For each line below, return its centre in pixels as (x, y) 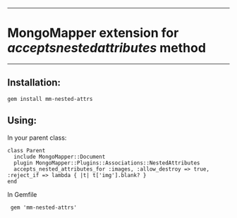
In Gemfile (22, 194)
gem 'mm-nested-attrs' (44, 207)
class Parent (26, 150)
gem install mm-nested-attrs (50, 99)
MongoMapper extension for (93, 33)
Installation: (34, 83)
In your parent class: (37, 138)
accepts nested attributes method (107, 48)
